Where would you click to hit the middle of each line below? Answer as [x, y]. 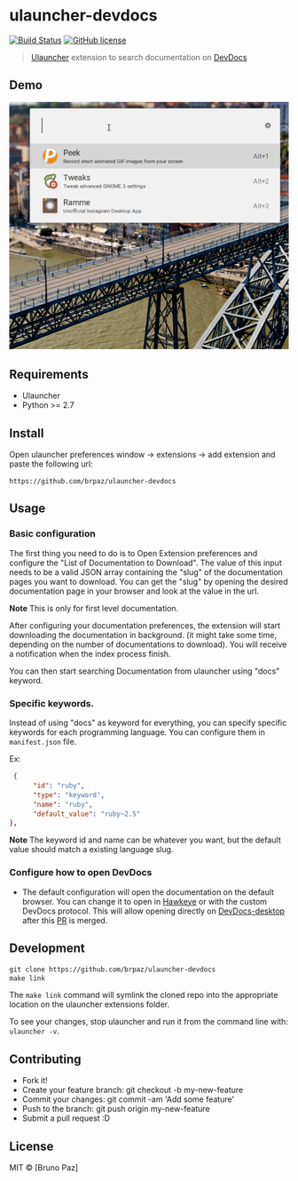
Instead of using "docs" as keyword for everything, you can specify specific [148, 723]
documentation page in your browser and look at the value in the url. [134, 591]
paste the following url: [51, 464]
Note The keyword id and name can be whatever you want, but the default [145, 840]
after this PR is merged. [65, 920]
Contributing [45, 1059]
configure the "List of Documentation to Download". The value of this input [145, 563]
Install [27, 433]
